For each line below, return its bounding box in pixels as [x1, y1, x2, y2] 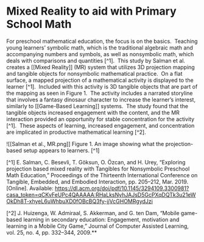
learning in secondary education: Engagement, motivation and [23, 216, 180, 223]
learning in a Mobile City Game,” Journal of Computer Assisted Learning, [6, 222, 189, 230]
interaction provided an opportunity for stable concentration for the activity [6, 115, 195, 123]
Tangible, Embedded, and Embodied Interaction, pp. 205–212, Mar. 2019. [6, 178, 189, 185]
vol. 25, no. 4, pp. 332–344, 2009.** [6, 229, 97, 236]
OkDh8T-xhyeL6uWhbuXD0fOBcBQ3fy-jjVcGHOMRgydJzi [6, 197, 153, 205]
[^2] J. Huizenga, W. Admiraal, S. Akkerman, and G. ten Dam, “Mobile [6, 209, 180, 216]
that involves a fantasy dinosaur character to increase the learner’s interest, [6, 96, 196, 103]
